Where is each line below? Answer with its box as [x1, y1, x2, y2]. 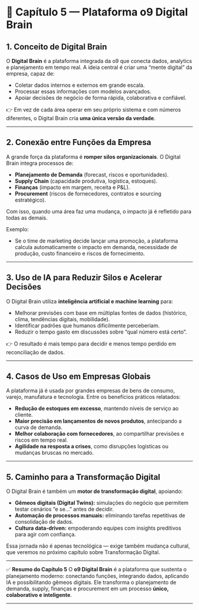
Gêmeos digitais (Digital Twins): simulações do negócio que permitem [14, 499, 189, 507]
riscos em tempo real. [14, 436, 68, 444]
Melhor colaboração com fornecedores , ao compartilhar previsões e [14, 430, 185, 438]
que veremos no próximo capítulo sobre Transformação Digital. [6, 549, 161, 556]
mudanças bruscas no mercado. [14, 449, 94, 457]
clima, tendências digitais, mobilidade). [14, 315, 110, 323]
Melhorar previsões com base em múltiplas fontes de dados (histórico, [14, 309, 188, 316]
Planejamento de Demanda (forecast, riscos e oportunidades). [14, 171, 169, 178]
